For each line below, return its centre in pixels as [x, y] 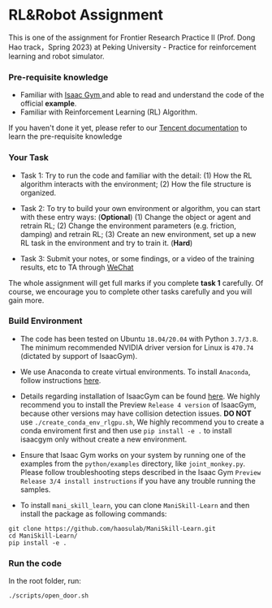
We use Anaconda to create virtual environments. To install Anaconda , [135, 372]
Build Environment [45, 321]
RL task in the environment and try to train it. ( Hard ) [106, 243]
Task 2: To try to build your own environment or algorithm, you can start [140, 208]
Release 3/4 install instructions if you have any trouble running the [138, 481]
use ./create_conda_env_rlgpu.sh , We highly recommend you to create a [142, 422]
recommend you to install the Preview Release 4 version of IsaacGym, [138, 404]
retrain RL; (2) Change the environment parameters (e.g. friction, [128, 226]
